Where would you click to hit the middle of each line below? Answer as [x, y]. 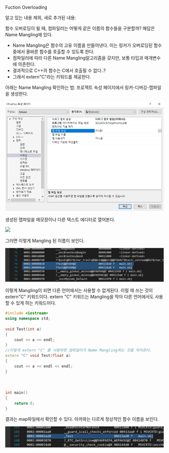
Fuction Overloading [26, 7]
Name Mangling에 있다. [29, 34]
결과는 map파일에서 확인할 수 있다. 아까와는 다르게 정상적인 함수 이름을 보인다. [82, 419]
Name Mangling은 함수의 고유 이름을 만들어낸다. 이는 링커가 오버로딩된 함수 [87, 45]
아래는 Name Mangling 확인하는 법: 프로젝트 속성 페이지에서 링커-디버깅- [77, 87]
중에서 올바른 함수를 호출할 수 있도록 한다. [53, 52]
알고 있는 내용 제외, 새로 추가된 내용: [41, 18]
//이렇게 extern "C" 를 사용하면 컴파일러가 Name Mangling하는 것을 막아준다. [78, 350]
